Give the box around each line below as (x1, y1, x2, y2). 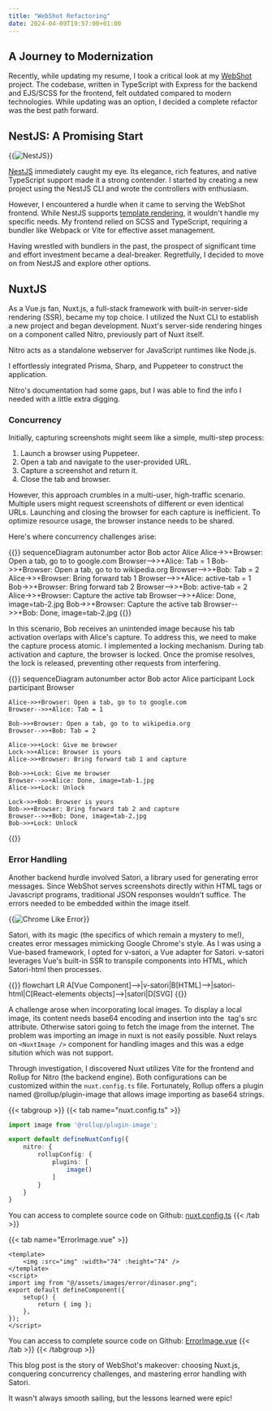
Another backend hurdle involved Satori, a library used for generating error (8, 872, 259, 882)
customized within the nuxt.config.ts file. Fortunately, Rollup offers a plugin (8, 1080, 264, 1090)
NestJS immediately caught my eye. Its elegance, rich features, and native (8, 167, 257, 176)
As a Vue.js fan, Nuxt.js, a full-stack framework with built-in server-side (8, 303, 248, 313)
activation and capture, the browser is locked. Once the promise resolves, (8, 649, 256, 659)
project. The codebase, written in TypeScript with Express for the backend (8, 80, 258, 89)
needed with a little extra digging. (8, 393, 120, 403)
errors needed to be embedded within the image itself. (8, 898, 191, 908)
